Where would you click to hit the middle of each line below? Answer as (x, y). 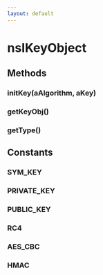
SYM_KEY (25, 172)
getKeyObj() (28, 112)
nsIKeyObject (47, 47)
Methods (27, 73)
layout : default (30, 14)
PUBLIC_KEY (29, 210)
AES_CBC (24, 247)
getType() (24, 130)
